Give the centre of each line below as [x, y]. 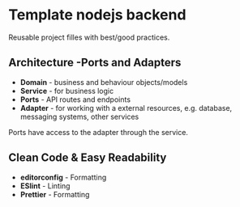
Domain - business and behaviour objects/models [104, 82]
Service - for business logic [67, 91]
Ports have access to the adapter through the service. [99, 132]
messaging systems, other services [79, 116]
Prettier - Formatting [55, 194]
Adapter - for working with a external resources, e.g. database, [126, 108]
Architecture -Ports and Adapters [95, 63]
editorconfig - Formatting [63, 177]
